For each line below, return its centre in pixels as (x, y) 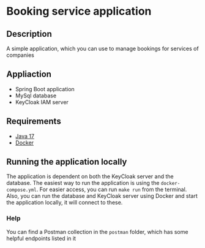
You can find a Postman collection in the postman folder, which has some (97, 231)
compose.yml (21, 190)
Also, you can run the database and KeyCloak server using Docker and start (102, 196)
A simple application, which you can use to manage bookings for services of (102, 48)
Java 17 (25, 136)
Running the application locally (67, 162)
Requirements (34, 122)
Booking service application (79, 11)
